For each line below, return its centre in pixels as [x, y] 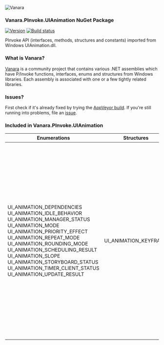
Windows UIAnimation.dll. [31, 45]
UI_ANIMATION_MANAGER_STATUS [49, 220]
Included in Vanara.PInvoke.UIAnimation [54, 125]
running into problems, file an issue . [41, 113]
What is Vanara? [25, 58]
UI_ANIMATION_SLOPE [34, 256]
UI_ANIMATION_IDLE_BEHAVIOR [45, 213]
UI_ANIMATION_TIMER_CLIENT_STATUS [53, 268]
